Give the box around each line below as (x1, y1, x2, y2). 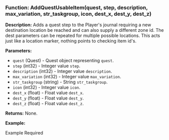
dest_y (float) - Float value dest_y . (12, 95, 84, 101)
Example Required (5, 130, 44, 136)
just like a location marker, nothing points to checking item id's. (5, 38, 137, 44)
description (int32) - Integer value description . (12, 68, 112, 74)
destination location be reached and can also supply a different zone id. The (5, 27, 164, 33)
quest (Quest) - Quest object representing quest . (12, 58, 114, 64)
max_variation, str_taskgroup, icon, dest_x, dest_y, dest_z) (5, 10, 152, 17)
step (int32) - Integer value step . (12, 63, 81, 69)
